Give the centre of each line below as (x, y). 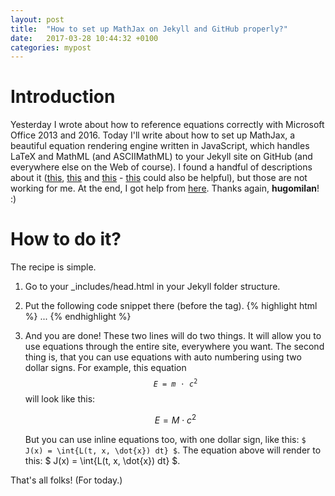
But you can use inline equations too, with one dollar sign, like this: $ (165, 439)
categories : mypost (51, 47)
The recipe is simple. (53, 267)
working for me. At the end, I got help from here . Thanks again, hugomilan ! (165, 188)
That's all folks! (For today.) (66, 480)
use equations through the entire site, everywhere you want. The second (174, 347)
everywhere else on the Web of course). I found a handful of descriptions (161, 167)
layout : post (37, 19)
